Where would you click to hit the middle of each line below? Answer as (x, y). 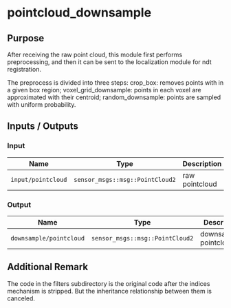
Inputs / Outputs (43, 126)
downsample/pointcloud (47, 238)
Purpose (26, 38)
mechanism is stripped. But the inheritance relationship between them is (109, 291)
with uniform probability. (42, 104)
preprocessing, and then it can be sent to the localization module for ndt (109, 62)
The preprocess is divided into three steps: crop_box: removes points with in (115, 83)
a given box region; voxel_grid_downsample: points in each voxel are (104, 90)
